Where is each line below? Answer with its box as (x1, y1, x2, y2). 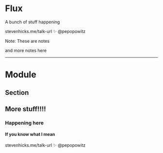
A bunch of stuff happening (5, 19, 60, 25)
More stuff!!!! (5, 105, 46, 113)
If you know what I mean (5, 132, 55, 137)
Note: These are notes (5, 38, 50, 44)
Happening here (5, 119, 44, 126)
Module (5, 69, 36, 80)
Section (5, 88, 29, 97)
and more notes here (5, 47, 47, 53)
